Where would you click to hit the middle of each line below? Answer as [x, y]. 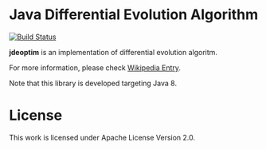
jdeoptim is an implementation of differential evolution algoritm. [113, 52]
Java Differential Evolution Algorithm [134, 15]
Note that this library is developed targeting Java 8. [93, 83]
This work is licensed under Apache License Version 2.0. [102, 137]
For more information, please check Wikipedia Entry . [95, 67]
